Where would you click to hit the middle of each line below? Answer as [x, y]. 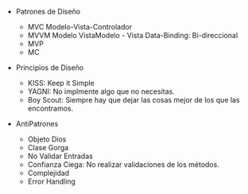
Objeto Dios [47, 139]
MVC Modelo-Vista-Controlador [80, 27]
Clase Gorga [48, 147]
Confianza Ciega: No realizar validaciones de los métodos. [124, 165]
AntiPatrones [37, 124]
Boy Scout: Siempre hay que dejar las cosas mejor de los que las [134, 100]
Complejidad [48, 173]
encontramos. [50, 108]
